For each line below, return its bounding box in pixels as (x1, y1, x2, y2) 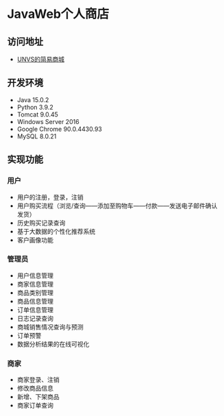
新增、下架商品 (16, 393, 60, 401)
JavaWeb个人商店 (7, 6, 110, 22)
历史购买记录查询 (16, 219, 66, 227)
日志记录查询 (16, 314, 53, 322)
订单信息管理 (16, 306, 53, 314)
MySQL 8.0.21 (16, 132, 57, 140)
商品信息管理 (16, 297, 53, 305)
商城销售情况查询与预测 (16, 323, 84, 331)
